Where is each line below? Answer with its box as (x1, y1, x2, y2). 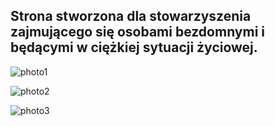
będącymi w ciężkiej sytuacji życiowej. (10, 39, 258, 56)
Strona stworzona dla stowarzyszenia (10, 8, 252, 25)
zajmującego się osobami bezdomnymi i (10, 24, 266, 41)
